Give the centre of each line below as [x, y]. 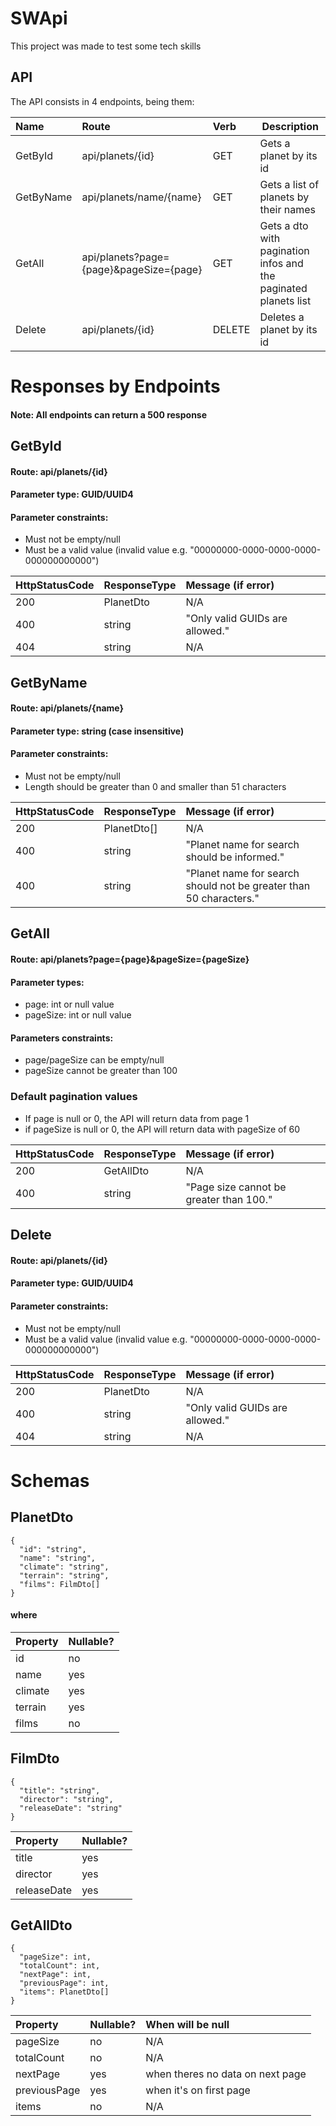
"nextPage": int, [55, 1975]
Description [290, 126]
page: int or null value [69, 1004]
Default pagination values [74, 1097]
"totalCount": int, [60, 1966]
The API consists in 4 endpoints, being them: [102, 101]
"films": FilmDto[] [60, 1584]
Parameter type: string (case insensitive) [97, 731]
